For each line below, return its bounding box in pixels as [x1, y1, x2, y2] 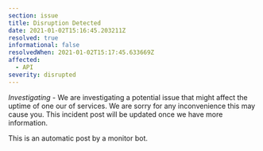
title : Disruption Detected [8, 19, 102, 27]
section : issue [8, 11, 59, 20]
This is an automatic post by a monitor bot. [8, 133, 149, 143]
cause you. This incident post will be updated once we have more [8, 109, 223, 119]
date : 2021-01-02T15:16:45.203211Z [8, 26, 126, 34]
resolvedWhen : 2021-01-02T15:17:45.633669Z [8, 48, 155, 56]
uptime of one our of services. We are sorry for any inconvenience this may [8, 101, 256, 110]
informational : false [8, 41, 80, 49]
